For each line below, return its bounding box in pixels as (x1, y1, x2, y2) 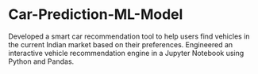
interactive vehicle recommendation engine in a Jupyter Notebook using (8, 48, 245, 57)
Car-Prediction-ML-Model (8, 6, 183, 24)
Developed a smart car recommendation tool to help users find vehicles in (8, 31, 250, 41)
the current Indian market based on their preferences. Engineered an (8, 39, 233, 49)
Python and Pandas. (8, 57, 75, 66)
